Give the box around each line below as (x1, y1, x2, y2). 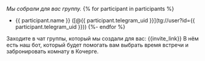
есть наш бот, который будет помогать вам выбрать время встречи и (6, 42, 188, 48)
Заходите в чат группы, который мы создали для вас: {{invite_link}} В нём (6, 35, 199, 42)
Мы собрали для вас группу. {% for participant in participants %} (6, 5, 174, 12)
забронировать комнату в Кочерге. (6, 48, 99, 55)
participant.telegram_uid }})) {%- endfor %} (15, 24, 125, 30)
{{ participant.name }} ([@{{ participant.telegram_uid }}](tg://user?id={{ (15, 17, 195, 24)
